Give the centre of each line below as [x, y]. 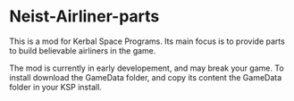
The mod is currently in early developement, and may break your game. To [147, 68]
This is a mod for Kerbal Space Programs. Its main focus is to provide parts [147, 41]
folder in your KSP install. [56, 87]
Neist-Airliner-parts [84, 17]
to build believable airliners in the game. [83, 50]
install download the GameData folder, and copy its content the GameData [146, 77]
